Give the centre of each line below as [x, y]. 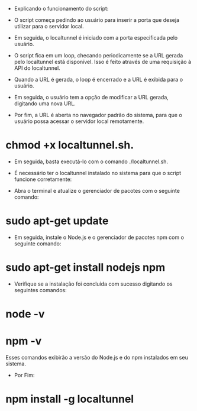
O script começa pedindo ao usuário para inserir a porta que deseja [97, 20]
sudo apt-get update [57, 221]
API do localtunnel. [37, 68]
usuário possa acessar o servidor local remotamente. [79, 121]
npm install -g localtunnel [70, 399]
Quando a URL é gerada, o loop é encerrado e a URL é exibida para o [98, 80]
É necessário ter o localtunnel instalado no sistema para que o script [98, 173]
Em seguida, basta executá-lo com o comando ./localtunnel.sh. [91, 161]
